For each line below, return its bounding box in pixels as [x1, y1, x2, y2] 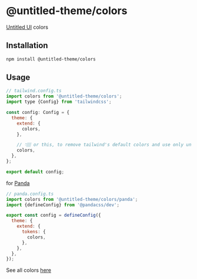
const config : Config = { [6, 110, 69, 116]
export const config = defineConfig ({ [6, 213, 101, 219]
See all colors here [6, 267, 52, 274]
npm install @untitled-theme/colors [6, 56, 96, 62]
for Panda [6, 179, 30, 186]
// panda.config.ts [6, 191, 54, 197]
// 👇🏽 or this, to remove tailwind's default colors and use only [16, 142, 184, 148]
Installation [6, 41, 48, 51]
